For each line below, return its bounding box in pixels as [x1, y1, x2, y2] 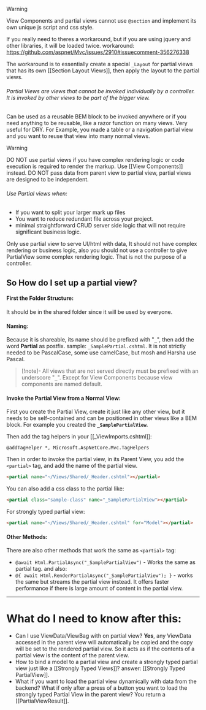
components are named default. [21, 380, 103, 388]
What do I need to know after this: [6, 612, 182, 626]
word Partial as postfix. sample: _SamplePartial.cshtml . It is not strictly [6, 343, 186, 350]
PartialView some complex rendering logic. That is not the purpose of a [6, 253, 186, 261]
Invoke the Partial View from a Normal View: [6, 394, 121, 402]
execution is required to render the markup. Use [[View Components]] [6, 162, 183, 170]
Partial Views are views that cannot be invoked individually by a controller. [6, 87, 195, 94]
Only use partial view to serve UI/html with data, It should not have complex [6, 240, 197, 248]
